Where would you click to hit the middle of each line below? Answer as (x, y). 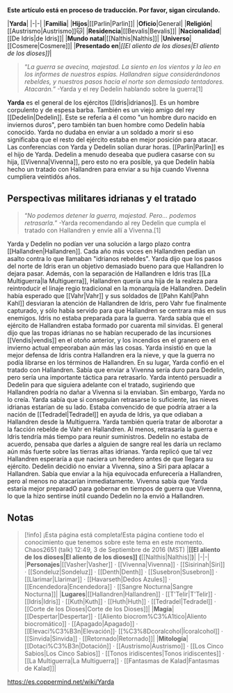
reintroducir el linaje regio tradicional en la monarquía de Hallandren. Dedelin (117, 288)
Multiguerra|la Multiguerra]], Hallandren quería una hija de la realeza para (112, 281)
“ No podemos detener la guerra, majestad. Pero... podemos (110, 215)
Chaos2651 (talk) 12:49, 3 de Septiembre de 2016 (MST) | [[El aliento (122, 549)
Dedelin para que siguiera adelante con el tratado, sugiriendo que (101, 385)
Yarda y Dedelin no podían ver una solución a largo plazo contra (99, 244)
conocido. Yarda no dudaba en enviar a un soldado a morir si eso (101, 132)
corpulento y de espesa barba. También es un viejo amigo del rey (101, 110)
